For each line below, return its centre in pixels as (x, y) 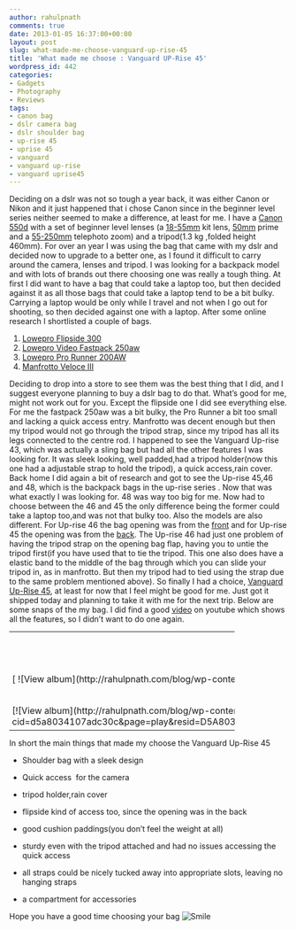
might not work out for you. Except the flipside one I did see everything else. (148, 403)
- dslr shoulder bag (47, 133)
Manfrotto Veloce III (58, 367)
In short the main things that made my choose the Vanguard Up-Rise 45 (140, 743)
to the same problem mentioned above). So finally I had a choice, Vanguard (146, 582)
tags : (19, 108)
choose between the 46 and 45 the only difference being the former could (144, 507)
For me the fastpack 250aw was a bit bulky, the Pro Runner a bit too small (143, 412)
